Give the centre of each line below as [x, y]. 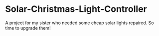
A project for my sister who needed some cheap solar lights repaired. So [79, 23]
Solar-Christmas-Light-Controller [76, 9]
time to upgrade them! [28, 28]
